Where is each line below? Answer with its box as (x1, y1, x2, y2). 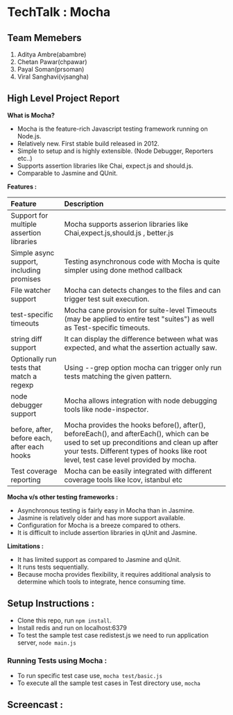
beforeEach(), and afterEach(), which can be (64, 428, 209, 438)
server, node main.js (17, 638, 76, 647)
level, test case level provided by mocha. (64, 455, 196, 465)
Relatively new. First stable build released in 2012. (17, 139, 159, 147)
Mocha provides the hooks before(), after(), (64, 420, 206, 430)
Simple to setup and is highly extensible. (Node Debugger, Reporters (17, 147, 214, 155)
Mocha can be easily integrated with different (64, 466, 212, 476)
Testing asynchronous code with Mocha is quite (64, 257, 221, 266)
